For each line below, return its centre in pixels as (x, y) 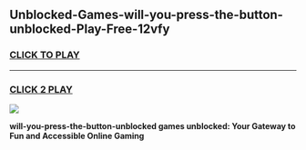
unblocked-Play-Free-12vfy (90, 30)
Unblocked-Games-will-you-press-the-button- (147, 15)
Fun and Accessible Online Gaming (77, 135)
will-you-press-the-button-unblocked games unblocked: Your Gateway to (153, 125)
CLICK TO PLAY (45, 55)
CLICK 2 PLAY (41, 89)
